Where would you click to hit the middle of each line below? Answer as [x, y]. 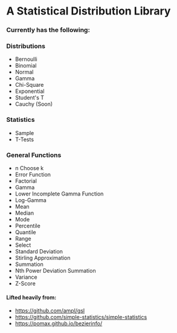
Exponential [30, 91]
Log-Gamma [31, 200]
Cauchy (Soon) [34, 104]
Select [23, 245]
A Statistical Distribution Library [88, 11]
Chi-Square [29, 85]
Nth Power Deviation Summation [55, 271]
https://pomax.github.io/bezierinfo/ [59, 323]
